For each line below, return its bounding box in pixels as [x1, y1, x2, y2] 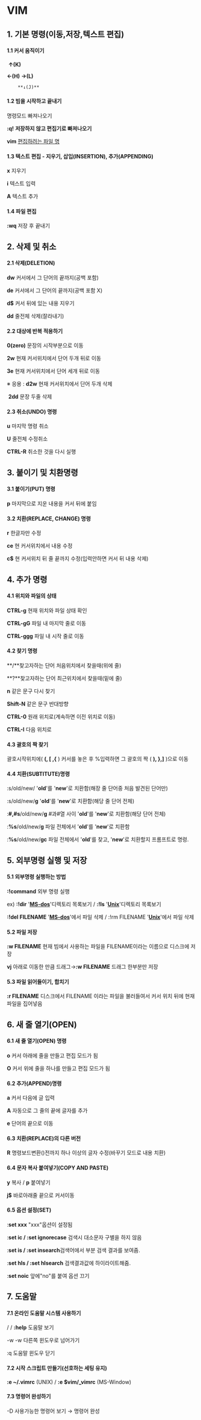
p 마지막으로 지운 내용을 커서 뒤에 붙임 [7, 499, 97, 507]
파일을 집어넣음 [7, 1000, 43, 1007]
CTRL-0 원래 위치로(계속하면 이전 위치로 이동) [7, 713, 116, 720]
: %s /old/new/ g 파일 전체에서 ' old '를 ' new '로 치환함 [7, 823, 130, 830]
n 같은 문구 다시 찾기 [7, 687, 55, 695]
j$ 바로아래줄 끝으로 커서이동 [7, 1191, 75, 1199]
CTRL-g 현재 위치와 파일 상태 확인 [7, 607, 87, 614]
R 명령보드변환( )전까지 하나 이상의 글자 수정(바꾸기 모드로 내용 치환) [7, 1149, 166, 1157]
